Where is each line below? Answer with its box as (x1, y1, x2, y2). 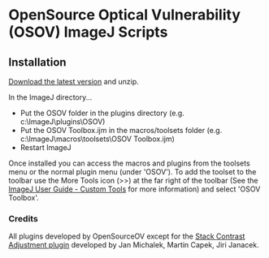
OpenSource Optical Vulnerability (8, 6, 241, 24)
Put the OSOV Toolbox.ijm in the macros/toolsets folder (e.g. (20, 126, 223, 135)
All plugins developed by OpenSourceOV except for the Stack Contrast (8, 231, 245, 241)
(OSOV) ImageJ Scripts (8, 23, 168, 41)
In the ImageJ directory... (8, 92, 93, 102)
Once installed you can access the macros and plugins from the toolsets (8, 158, 250, 168)
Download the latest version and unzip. (8, 77, 140, 86)
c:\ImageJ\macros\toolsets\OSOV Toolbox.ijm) (20, 134, 175, 144)
